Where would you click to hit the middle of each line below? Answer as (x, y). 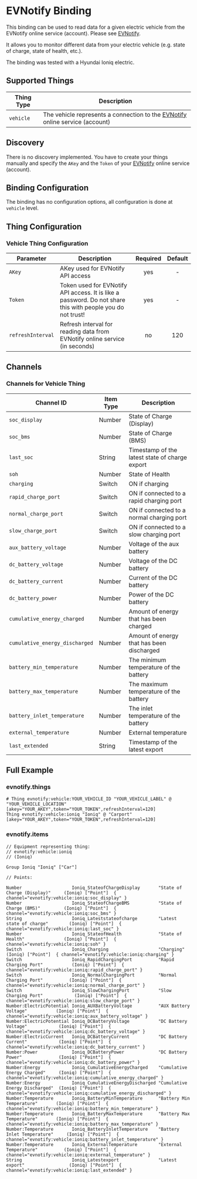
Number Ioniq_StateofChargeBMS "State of (94, 903)
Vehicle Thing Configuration (47, 243)
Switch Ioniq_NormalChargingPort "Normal (91, 975)
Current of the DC (153, 578)
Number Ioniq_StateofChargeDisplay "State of (94, 888)
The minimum (147, 660)
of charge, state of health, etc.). (45, 50)
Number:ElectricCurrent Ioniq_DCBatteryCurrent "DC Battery (97, 1037)
